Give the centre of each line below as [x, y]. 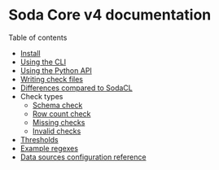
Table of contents [38, 37]
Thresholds [39, 139]
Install [30, 53]
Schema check [57, 105]
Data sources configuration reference [83, 157]
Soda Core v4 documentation [110, 15]
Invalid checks [57, 131]
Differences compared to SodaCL [76, 88]
